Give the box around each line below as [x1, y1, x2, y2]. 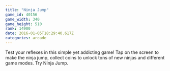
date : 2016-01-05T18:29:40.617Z [5, 31, 74, 36]
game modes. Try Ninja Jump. [5, 60, 69, 66]
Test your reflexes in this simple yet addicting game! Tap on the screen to [5, 49, 159, 55]
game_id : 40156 [5, 12, 38, 17]
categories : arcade [5, 36, 47, 41]
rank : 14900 [5, 26, 31, 31]
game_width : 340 [5, 17, 40, 22]
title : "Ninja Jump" [5, 7, 49, 13]
